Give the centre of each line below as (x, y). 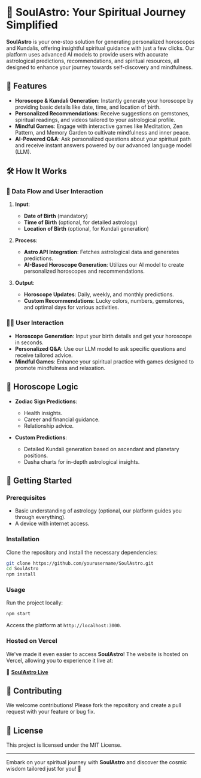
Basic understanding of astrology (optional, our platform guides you (98, 511)
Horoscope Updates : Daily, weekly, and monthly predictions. (99, 294)
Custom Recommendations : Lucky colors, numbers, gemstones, (104, 301)
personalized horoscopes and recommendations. (84, 271)
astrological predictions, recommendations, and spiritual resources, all (93, 61)
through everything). (40, 517)
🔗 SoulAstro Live (28, 672)
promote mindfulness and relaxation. (60, 368)
